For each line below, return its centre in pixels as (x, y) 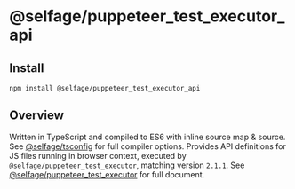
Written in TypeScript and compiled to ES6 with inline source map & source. (147, 137)
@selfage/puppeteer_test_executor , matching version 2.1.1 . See (127, 165)
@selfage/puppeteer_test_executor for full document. (107, 174)
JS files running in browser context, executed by (98, 155)
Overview (37, 116)
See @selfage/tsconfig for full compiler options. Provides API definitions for (147, 146)
